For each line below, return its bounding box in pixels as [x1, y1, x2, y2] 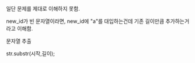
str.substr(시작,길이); [6, 50, 55, 57]
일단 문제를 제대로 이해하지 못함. [6, 5, 81, 12]
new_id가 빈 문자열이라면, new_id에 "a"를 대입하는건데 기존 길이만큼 [6, 18, 164, 25]
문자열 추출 [6, 38, 32, 44]
